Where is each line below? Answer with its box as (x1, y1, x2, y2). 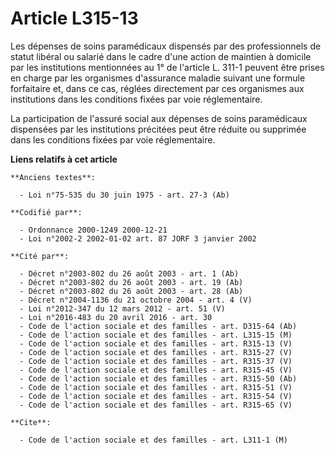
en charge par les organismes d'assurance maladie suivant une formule (10, 72, 306, 84)
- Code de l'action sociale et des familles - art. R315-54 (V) (19, 391, 293, 401)
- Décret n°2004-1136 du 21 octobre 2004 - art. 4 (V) (19, 295, 253, 305)
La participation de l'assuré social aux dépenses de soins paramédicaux (10, 112, 308, 124)
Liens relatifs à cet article (10, 153, 118, 165)
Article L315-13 (10, 7, 139, 30)
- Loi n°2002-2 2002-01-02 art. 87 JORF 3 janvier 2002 (19, 233, 257, 244)
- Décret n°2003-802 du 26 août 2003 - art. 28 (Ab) (19, 286, 244, 296)
